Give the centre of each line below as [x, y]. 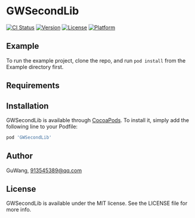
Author [19, 156]
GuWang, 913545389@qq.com [44, 170]
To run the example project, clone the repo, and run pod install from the [96, 60]
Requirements [33, 85]
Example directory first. [35, 67]
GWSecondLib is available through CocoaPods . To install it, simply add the [98, 120]
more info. [19, 210]
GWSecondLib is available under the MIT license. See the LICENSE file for [97, 203]
